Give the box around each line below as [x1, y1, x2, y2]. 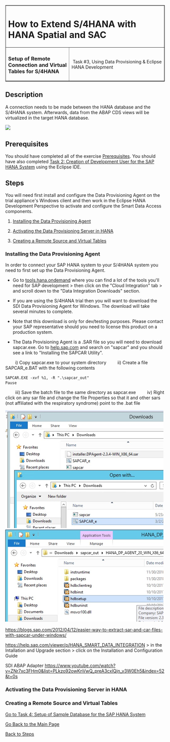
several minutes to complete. [12, 308, 73, 314]
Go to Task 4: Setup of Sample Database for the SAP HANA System [5, 711, 146, 717]
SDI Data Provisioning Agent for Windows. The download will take [12, 303, 150, 309]
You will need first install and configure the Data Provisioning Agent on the [5, 192, 160, 198]
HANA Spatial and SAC [8, 29, 107, 41]
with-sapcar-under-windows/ [5, 632, 67, 639]
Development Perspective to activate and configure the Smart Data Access [5, 203, 162, 209]
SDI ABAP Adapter [5, 662, 44, 669]
